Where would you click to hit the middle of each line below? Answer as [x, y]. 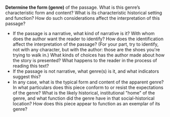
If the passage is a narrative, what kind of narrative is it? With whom [83, 33]
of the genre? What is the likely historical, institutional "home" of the [84, 93]
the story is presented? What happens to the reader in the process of [85, 60]
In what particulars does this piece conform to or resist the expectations [88, 87]
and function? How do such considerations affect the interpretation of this [82, 18]
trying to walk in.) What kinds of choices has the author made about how [89, 55]
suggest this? [27, 77]
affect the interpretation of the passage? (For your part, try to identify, [86, 44]
